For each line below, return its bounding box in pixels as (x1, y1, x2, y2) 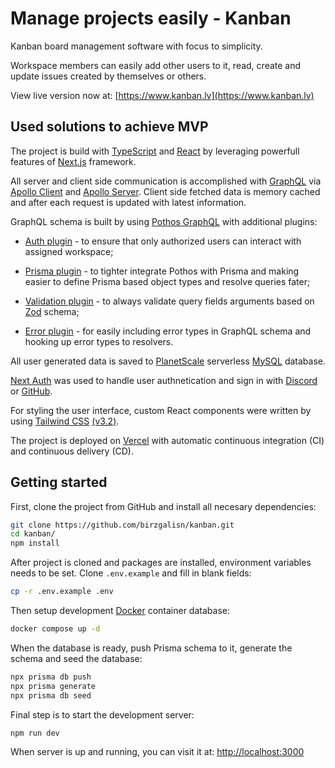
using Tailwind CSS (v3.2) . (10, 415, 120, 427)
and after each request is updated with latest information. (10, 196, 247, 208)
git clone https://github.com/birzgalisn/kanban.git (10, 520, 235, 530)
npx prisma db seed (10, 690, 92, 701)
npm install (10, 538, 60, 549)
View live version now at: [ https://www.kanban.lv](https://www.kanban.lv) (10, 89, 315, 101)
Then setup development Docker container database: (10, 605, 230, 617)
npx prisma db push (10, 672, 92, 682)
